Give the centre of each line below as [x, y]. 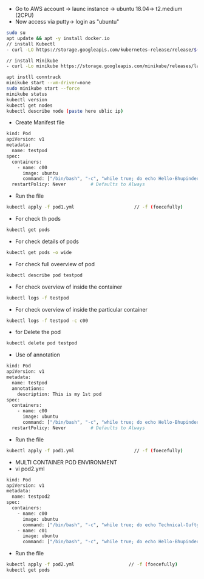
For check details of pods [47, 241]
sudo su [16, 33]
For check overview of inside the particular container [81, 309]
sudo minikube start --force [43, 89]
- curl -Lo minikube [32, 66]
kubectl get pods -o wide [39, 252]
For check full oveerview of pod [55, 264]
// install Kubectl [31, 44]
